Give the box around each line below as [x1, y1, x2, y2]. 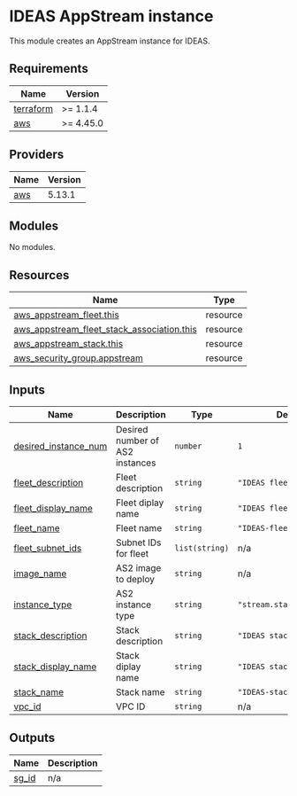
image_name [13, 567, 67, 580]
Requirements [9, 61, 88, 76]
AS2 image [115, 562, 162, 574]
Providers [9, 147, 65, 162]
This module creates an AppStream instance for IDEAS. [9, 35, 210, 46]
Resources [9, 268, 70, 283]
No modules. [9, 242, 56, 253]
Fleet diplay [115, 496, 164, 509]
